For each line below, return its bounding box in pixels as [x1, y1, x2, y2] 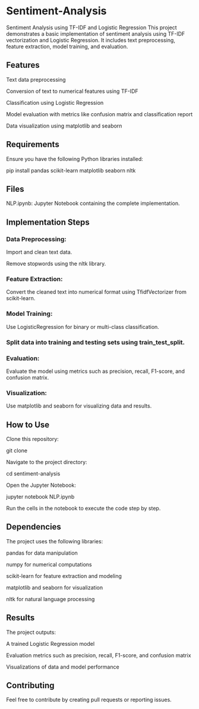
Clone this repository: [6, 435, 59, 442]
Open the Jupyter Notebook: [6, 481, 76, 489]
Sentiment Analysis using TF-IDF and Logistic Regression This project [6, 24, 177, 31]
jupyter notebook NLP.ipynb [6, 493, 75, 500]
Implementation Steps [6, 217, 90, 227]
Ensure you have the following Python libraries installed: [6, 155, 144, 162]
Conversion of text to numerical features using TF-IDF [6, 88, 138, 95]
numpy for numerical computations [6, 561, 92, 568]
